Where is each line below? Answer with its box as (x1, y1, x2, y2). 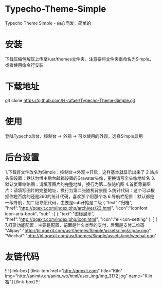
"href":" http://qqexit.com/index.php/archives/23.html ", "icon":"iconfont (5, 205, 148, 211)
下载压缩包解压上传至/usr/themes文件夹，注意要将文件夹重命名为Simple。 (5, 56, 154, 62)
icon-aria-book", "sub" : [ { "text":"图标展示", (5, 211, 95, 216)
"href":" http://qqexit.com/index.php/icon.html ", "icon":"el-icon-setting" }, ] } (5, 216, 158, 222)
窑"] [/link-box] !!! (5, 279, 40, 285)
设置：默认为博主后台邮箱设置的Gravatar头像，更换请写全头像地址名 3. (13, 175, 156, 181)
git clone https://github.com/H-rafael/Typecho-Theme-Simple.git (5, 97, 135, 103)
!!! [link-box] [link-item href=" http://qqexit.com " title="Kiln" (5, 268, 123, 273)
